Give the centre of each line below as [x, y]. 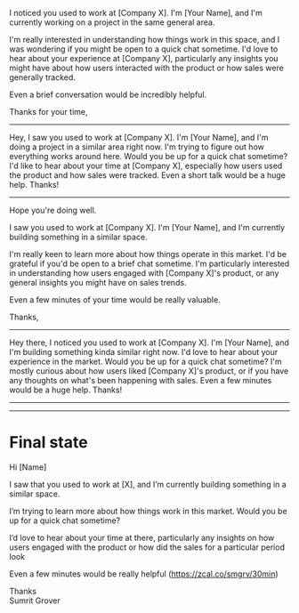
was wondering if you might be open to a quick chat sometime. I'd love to [144, 49]
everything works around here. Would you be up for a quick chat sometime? [149, 156]
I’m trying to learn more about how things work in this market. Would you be [148, 511]
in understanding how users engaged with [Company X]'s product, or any [144, 273]
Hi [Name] [28, 467]
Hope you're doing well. [53, 210]
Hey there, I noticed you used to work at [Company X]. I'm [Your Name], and [149, 343]
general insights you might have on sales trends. [98, 282]
